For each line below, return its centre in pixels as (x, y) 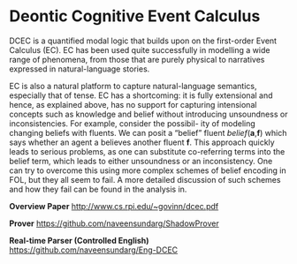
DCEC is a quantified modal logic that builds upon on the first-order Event (143, 41)
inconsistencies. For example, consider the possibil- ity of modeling (133, 123)
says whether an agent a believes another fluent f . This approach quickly (142, 142)
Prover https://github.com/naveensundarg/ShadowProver (114, 223)
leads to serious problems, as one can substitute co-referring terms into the (147, 151)
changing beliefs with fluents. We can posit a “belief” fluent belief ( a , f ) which (148, 132)
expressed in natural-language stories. (80, 69)
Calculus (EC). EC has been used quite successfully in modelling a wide (140, 49)
